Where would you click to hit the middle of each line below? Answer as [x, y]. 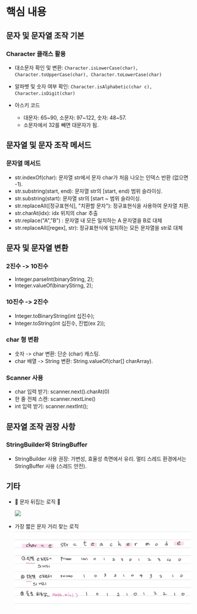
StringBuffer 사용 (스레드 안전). [50, 466]
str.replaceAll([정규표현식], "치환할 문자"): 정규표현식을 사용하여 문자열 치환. [102, 206]
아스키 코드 [27, 105]
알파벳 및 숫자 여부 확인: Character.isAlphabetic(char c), [83, 86]
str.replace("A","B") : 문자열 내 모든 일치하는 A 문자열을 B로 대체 [88, 220]
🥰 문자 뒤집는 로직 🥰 [38, 501]
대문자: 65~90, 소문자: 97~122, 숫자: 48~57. [75, 118]
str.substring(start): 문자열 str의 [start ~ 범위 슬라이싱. [78, 198]
